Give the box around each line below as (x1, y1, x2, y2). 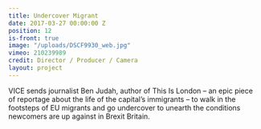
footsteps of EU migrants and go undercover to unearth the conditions (8, 103, 241, 112)
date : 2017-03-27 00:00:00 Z (8, 19, 106, 27)
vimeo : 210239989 (8, 49, 67, 57)
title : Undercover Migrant (8, 11, 99, 20)
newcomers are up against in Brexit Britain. (8, 111, 150, 121)
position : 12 (8, 26, 52, 34)
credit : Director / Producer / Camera (8, 57, 138, 65)
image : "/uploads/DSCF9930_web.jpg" (8, 42, 131, 50)
